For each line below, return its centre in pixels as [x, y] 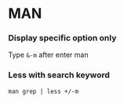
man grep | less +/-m [44, 91]
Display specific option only [62, 38]
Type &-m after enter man [48, 55]
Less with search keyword [59, 75]
